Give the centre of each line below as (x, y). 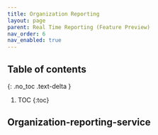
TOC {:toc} (33, 99)
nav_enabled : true (34, 40)
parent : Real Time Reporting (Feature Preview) (79, 27)
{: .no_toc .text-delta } (39, 86)
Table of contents (47, 69)
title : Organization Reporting (53, 14)
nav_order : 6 (27, 34)
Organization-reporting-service (79, 123)
